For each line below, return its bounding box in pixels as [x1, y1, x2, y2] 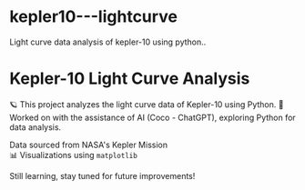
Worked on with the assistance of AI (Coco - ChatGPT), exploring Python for [9, 112, 296, 123]
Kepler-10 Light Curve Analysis [9, 68, 250, 89]
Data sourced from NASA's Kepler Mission [9, 139, 168, 150]
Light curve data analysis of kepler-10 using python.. [9, 36, 207, 47]
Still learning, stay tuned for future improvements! [9, 170, 196, 181]
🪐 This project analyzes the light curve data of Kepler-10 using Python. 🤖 [9, 98, 284, 110]
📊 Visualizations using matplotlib [9, 149, 138, 160]
